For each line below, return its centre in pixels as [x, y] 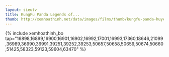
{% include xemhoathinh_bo [34, 33]
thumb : [12, 19]
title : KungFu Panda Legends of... [43, 14]
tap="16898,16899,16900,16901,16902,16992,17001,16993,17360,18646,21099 [84, 38]
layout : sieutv [21, 10]
